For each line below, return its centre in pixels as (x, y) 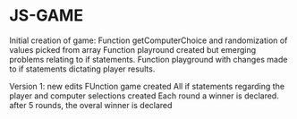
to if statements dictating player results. (82, 69)
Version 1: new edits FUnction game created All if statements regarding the (147, 86)
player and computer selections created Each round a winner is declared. (144, 96)
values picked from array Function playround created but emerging (133, 49)
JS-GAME (46, 16)
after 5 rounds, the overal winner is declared (91, 105)
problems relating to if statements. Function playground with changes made (148, 59)
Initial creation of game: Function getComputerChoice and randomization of (148, 40)
